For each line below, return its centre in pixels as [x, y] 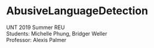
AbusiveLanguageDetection [77, 11]
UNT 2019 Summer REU [36, 27]
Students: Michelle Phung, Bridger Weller [57, 33]
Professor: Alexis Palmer [36, 40]
